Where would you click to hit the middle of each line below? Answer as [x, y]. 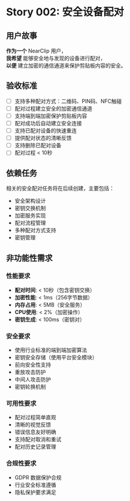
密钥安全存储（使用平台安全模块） [56, 358]
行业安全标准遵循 [35, 485]
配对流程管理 [30, 223]
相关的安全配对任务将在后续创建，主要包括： [60, 188]
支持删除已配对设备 [38, 145]
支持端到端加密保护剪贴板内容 [51, 116]
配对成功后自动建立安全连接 [48, 123]
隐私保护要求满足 [35, 492]
